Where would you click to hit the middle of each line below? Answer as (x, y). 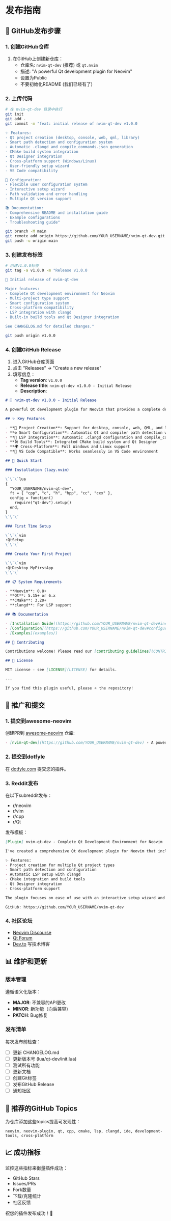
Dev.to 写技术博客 (31, 944)
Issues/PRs (24, 1183)
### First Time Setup (28, 526)
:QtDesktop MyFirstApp (29, 568)
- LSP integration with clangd (38, 313)
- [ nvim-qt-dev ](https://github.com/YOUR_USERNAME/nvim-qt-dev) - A (79, 743)
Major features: (22, 289)
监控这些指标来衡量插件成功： (36, 1168)
